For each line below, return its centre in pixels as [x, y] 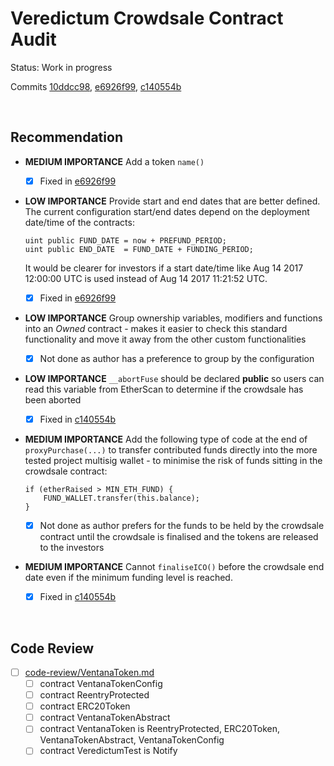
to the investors [72, 548]
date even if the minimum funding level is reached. [128, 578]
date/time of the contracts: [79, 222]
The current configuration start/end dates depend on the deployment [167, 211]
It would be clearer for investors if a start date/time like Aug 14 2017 [164, 268]
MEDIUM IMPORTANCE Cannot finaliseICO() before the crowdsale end [174, 567]
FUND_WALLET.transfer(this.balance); [121, 498]
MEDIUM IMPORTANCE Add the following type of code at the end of [166, 439]
